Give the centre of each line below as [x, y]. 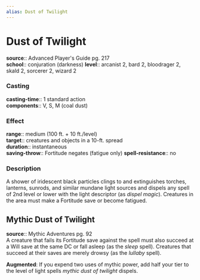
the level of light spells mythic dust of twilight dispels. [72, 271]
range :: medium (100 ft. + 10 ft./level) [52, 134]
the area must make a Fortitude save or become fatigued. [77, 200]
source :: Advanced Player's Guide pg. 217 [58, 58]
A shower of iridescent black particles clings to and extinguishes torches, [96, 182]
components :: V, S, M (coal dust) [47, 105]
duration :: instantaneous [37, 147]
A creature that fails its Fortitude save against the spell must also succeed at [100, 241]
